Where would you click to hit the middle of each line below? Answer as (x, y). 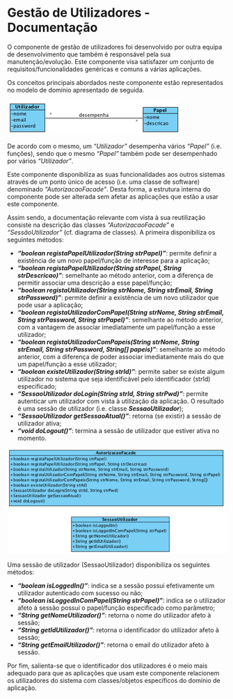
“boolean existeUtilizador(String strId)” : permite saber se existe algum (121, 371)
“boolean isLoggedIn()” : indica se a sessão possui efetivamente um (116, 586)
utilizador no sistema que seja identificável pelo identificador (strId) (114, 379)
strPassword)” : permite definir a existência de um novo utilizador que (118, 297)
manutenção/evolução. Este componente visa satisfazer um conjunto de (111, 61)
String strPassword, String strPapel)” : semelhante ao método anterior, (120, 320)
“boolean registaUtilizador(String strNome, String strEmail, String (115, 290)
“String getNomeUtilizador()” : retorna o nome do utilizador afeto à (114, 615)
